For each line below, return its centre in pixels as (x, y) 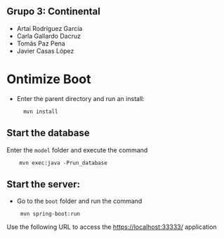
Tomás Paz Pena (41, 43)
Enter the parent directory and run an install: (80, 98)
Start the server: (44, 184)
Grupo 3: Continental (54, 12)
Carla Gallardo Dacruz (49, 36)
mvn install (41, 112)
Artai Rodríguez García (50, 28)
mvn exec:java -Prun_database (64, 163)
